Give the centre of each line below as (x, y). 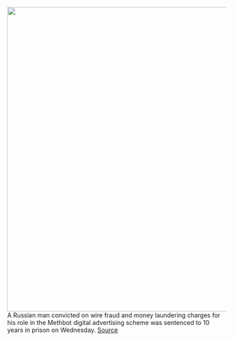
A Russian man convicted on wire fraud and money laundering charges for (114, 315)
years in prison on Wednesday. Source (63, 330)
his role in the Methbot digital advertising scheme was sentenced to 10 (109, 323)
